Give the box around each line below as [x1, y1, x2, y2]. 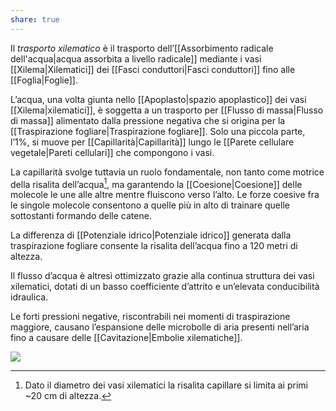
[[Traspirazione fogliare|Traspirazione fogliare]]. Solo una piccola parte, [10, 125, 306, 137]
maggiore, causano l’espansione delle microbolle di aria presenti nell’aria [10, 321, 310, 333]
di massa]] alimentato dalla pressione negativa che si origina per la [10, 114, 286, 126]
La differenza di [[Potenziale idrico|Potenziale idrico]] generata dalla [10, 229, 292, 241]
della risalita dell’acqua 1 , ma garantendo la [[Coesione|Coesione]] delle [10, 176, 303, 190]
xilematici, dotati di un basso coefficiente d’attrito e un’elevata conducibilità [10, 281, 320, 293]
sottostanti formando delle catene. [10, 210, 152, 222]
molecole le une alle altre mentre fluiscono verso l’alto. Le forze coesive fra [10, 189, 320, 201]
